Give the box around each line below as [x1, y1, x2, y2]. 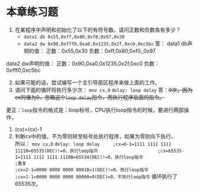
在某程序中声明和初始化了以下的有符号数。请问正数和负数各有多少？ [14, 26, 181, 33]
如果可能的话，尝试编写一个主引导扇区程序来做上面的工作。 [14, 78, 161, 86]
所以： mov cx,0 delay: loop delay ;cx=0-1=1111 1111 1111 [14, 140, 172, 147]
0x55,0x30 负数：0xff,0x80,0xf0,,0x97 [61, 47, 156, 54]
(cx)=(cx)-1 [14, 125, 42, 132]
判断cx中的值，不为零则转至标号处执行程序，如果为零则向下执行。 [14, 132, 176, 140]
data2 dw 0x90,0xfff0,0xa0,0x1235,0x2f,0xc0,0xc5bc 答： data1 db [23, 40, 188, 47]
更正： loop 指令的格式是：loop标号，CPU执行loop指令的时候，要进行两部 [6, 106, 184, 113]
